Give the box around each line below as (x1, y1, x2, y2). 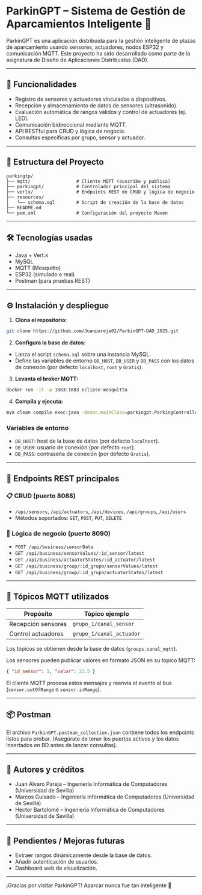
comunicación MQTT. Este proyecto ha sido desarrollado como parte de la (6, 49, 191, 57)
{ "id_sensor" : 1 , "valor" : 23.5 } (6, 668, 96, 674)
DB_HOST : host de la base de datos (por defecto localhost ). (14, 437, 159, 444)
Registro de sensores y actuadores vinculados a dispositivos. (14, 95, 167, 103)
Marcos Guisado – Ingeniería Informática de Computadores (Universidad (14, 793, 195, 800)
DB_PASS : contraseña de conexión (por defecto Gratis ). (14, 451, 150, 458)
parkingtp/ (6, 173, 34, 179)
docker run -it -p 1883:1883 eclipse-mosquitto (6, 387, 128, 393)
